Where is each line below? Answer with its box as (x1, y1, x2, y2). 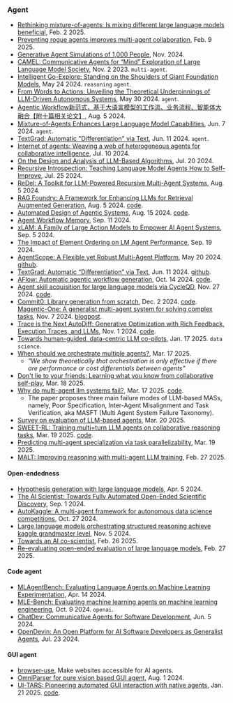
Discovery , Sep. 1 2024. (17, 499, 86, 508)
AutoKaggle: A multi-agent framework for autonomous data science (17, 507, 213, 515)
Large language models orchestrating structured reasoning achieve (17, 522, 211, 530)
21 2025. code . (17, 688, 61, 697)
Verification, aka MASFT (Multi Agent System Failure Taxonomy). (27, 409, 214, 417)
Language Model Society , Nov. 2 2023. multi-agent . (17, 65, 167, 74)
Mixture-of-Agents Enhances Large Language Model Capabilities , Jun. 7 (17, 120, 225, 128)
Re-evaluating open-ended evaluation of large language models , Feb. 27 (17, 544, 226, 552)
